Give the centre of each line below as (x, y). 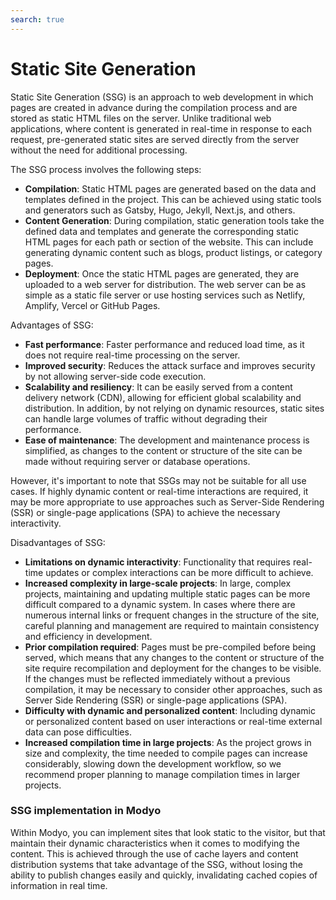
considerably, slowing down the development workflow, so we (153, 763)
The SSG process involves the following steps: (106, 169)
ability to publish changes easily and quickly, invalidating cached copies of (164, 875)
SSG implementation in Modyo (86, 811)
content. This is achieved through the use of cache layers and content (154, 853)
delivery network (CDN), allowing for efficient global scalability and (163, 397)
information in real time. (59, 885)
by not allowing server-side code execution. (115, 376)
